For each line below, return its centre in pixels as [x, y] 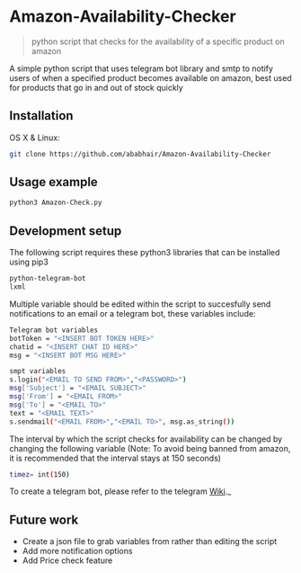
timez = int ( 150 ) [40, 474]
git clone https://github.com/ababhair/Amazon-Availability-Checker [140, 154]
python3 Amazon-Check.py [56, 203]
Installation [41, 116]
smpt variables [38, 372]
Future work [44, 519]
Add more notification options [77, 551]
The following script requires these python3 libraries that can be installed [145, 253]
